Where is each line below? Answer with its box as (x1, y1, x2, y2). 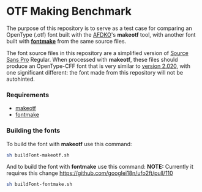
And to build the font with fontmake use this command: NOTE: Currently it (6, 163, 194, 171)
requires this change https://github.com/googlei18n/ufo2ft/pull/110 (6, 169, 173, 177)
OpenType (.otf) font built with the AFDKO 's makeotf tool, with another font (6, 31, 196, 38)
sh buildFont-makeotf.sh (6, 152, 70, 158)
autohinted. (6, 75, 36, 83)
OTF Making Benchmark (6, 4, 132, 18)
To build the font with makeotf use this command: (6, 140, 132, 147)
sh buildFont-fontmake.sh (6, 182, 72, 188)
